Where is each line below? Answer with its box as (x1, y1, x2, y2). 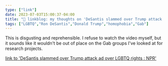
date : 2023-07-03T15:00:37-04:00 (5, 12, 75, 17)
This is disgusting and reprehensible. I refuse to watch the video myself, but (5, 35, 161, 41)
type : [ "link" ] (5, 7, 37, 12)
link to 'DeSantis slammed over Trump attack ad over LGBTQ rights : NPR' (5, 55, 156, 61)
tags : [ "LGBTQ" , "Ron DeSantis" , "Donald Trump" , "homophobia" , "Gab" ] (5, 21, 149, 26)
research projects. (5, 45, 43, 51)
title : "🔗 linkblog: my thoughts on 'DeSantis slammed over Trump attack (5, 16, 162, 21)
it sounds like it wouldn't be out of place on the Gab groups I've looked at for (5, 40, 163, 46)
